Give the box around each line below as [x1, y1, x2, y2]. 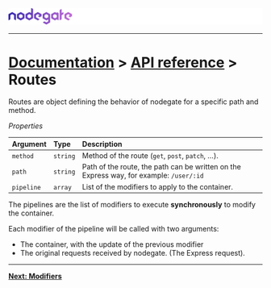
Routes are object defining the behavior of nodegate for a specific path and [8, 97, 259, 106]
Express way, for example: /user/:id [81, 170, 204, 181]
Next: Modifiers [8, 271, 62, 282]
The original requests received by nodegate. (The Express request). [19, 248, 246, 258]
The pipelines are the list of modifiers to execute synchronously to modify [8, 200, 256, 210]
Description [81, 139, 123, 148]
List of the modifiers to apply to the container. [81, 182, 234, 191]
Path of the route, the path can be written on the [81, 162, 242, 172]
